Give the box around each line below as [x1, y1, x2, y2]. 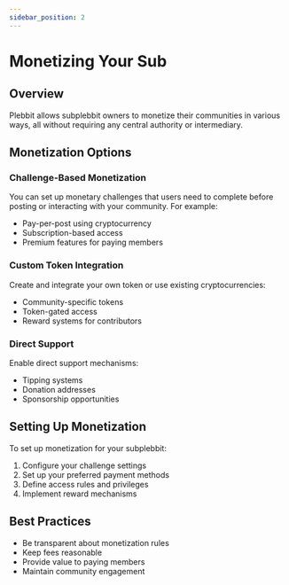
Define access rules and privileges [21, 479, 149, 489]
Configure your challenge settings [21, 460, 147, 471]
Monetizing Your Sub [9, 51, 168, 71]
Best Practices [9, 514, 91, 529]
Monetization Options [9, 145, 132, 160]
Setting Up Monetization [9, 419, 146, 434]
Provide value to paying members [21, 556, 145, 567]
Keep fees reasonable [21, 547, 103, 558]
